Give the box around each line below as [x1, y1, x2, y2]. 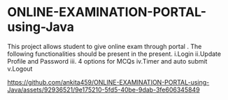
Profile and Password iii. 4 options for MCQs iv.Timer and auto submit [7, 57, 208, 65]
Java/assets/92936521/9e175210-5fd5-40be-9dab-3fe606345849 [7, 85, 201, 94]
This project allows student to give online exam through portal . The [7, 42, 202, 50]
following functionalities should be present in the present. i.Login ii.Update [7, 50, 222, 58]
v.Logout [7, 64, 33, 73]
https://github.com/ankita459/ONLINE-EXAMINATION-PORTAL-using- [7, 78, 210, 86]
